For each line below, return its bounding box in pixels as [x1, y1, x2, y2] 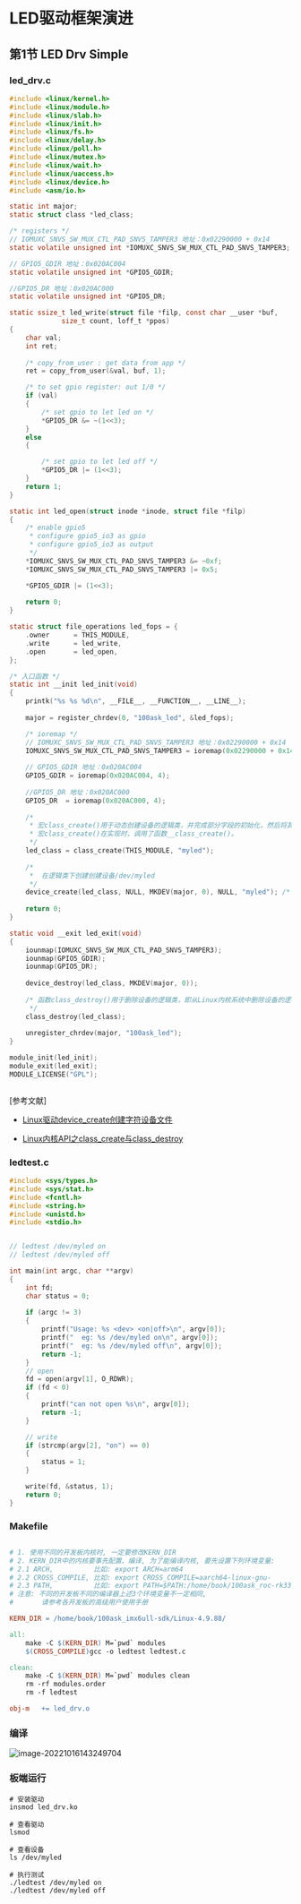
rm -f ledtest [25, 1688, 78, 1697]
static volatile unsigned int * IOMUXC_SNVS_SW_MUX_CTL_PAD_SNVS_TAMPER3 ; [9, 243, 291, 252]
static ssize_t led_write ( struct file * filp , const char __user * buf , [9, 308, 279, 318]
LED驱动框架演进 [9, 8, 134, 29]
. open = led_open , [25, 647, 118, 656]
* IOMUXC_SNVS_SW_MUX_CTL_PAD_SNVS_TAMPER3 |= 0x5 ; [25, 565, 219, 574]
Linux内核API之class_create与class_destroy [21, 1133, 184, 1144]
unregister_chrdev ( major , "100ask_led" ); [25, 1029, 182, 1038]
